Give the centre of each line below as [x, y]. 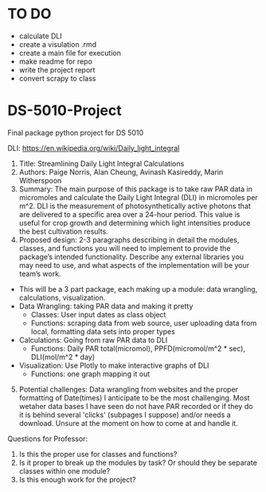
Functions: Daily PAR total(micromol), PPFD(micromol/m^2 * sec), [138, 348]
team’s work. [40, 274]
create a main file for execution [70, 53]
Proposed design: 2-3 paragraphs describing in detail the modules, [129, 239]
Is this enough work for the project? [77, 479]
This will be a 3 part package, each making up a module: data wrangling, [138, 289]
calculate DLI [41, 36]
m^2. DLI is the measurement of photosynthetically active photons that [135, 206]
